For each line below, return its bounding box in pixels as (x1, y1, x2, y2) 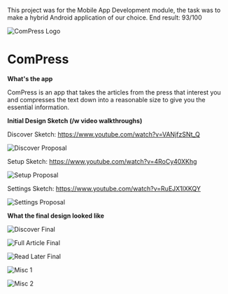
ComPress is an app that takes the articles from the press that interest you (7, 87, 222, 97)
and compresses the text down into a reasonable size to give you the (7, 95, 206, 104)
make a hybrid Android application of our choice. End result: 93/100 (7, 13, 203, 22)
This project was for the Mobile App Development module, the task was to (7, 6, 221, 14)
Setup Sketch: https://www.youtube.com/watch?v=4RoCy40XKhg (7, 157, 197, 165)
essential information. (7, 103, 70, 111)
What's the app (7, 74, 53, 83)
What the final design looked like (7, 211, 105, 220)
